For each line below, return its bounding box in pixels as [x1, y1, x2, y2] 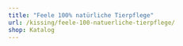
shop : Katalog [8, 26, 55, 34]
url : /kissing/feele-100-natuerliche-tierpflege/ [8, 19, 176, 27]
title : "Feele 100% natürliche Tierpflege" [8, 11, 154, 19]
